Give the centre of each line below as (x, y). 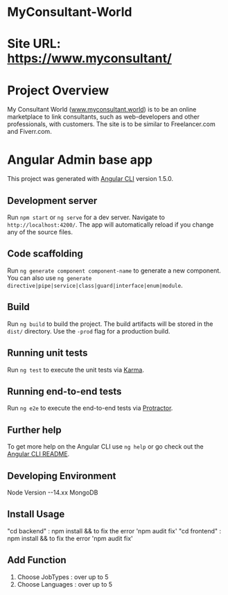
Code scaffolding (45, 254)
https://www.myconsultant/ (89, 59)
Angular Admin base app (80, 159)
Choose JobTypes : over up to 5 (63, 577)
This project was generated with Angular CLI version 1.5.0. (90, 179)
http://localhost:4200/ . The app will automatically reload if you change (111, 225)
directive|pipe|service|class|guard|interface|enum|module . (95, 285)
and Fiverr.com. (29, 132)
